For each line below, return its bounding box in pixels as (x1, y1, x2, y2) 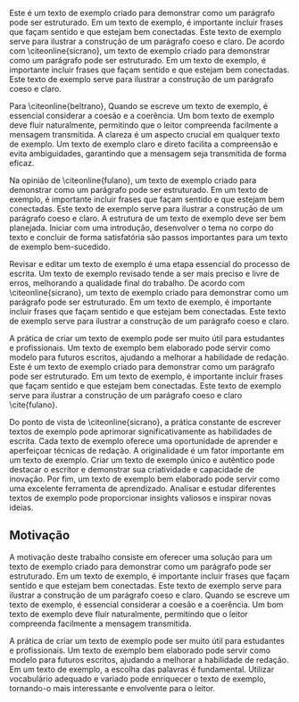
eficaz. (9, 158, 35, 168)
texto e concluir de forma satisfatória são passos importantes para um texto (9, 232, 288, 242)
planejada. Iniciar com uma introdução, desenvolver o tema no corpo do (9, 222, 274, 233)
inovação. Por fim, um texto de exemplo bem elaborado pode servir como (9, 473, 280, 484)
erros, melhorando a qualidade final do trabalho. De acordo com (9, 278, 245, 288)
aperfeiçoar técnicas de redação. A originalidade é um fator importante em (9, 446, 285, 455)
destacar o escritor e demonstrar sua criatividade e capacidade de (9, 464, 254, 474)
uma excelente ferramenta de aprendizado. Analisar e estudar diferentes (9, 483, 277, 494)
